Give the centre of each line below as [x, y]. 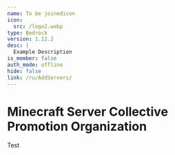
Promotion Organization [77, 126]
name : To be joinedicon [41, 13]
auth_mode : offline [35, 65]
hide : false [24, 71]
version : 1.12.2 [30, 39]
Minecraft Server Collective [88, 112]
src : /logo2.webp [38, 26]
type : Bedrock [28, 33]
